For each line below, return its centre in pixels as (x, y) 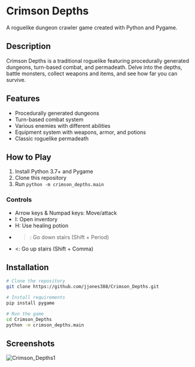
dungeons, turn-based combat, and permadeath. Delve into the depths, (94, 67)
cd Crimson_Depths (29, 319)
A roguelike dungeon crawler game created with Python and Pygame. (92, 27)
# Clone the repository (36, 281)
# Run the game (25, 314)
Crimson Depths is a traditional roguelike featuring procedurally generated (98, 60)
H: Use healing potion (42, 225)
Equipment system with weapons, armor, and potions (80, 132)
